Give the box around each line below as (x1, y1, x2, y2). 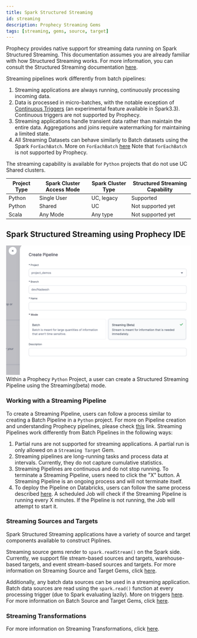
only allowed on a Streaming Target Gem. (14, 446, 116, 453)
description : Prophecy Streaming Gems (6, 22, 101, 28)
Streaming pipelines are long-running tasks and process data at (14, 453, 169, 460)
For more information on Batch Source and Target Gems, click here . (6, 597, 169, 604)
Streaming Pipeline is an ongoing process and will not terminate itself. (14, 477, 183, 485)
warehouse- (155, 555, 185, 562)
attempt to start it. (14, 503, 58, 510)
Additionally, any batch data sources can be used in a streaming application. (6, 578, 191, 585)
